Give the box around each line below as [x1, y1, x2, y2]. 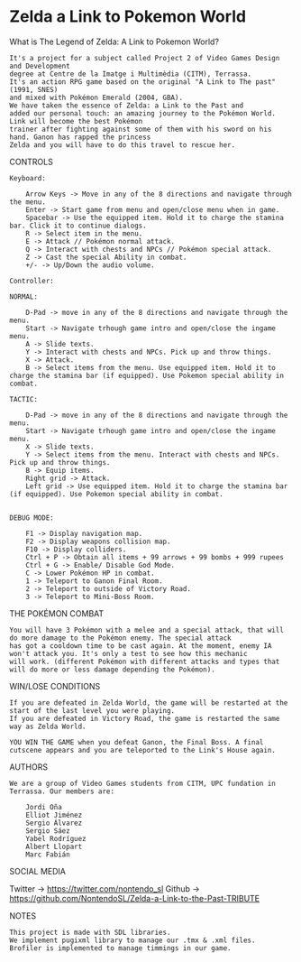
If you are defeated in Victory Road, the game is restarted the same [9, 714, 280, 723]
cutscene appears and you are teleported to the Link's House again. [9, 745, 277, 754]
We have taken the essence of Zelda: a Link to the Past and [9, 101, 244, 110]
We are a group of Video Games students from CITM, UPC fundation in [9, 779, 277, 788]
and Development [9, 61, 70, 70]
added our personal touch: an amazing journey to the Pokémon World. [9, 108, 277, 118]
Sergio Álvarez [25, 819, 83, 828]
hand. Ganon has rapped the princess [9, 133, 151, 142]
